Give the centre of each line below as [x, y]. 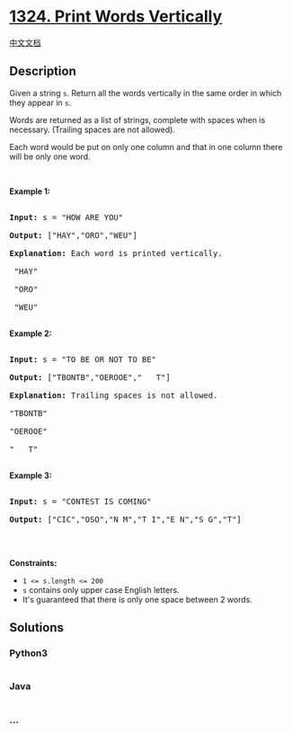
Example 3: [31, 475]
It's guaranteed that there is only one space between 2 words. [137, 599]
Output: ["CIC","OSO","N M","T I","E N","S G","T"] [126, 519]
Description [43, 71]
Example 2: [31, 333]
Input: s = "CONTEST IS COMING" [80, 501]
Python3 [28, 653]
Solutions [37, 627]
